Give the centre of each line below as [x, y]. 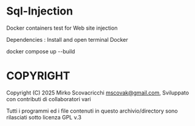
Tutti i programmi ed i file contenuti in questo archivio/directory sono [92, 111]
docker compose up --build [41, 51]
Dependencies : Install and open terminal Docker [67, 39]
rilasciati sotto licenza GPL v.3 [44, 117]
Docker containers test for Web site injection [62, 28]
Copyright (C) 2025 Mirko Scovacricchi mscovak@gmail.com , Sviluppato [98, 93]
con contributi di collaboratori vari [49, 99]
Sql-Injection [40, 11]
